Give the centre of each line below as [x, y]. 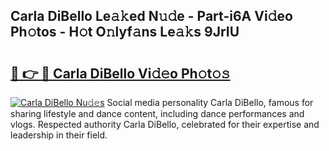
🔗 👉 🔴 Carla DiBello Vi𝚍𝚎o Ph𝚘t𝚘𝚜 [120, 73]
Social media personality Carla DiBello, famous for [210, 102]
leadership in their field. [59, 135]
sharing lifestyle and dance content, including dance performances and [157, 113]
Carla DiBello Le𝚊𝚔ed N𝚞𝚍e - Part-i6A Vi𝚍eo [151, 16]
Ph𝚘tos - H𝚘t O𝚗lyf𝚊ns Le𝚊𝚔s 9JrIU [125, 32]
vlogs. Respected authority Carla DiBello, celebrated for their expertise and [165, 124]
